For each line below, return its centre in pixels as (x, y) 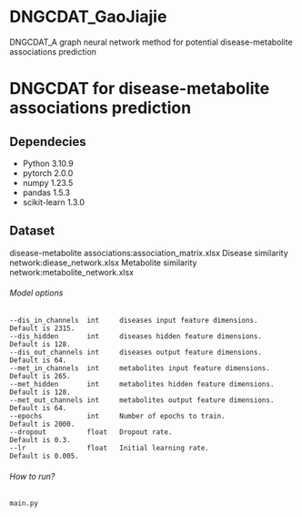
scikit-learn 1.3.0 (53, 202)
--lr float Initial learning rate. (109, 448)
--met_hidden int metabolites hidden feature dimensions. (142, 384)
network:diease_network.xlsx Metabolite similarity (103, 263)
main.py (24, 503)
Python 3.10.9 (48, 163)
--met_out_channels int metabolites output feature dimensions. (142, 400)
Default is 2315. (42, 328)
